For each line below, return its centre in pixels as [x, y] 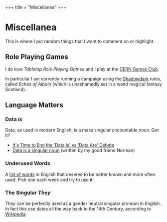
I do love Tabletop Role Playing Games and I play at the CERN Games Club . [82, 69]
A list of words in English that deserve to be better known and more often [80, 174]
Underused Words [28, 163]
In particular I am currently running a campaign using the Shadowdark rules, [83, 78]
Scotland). [16, 89]
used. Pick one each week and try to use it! [49, 179]
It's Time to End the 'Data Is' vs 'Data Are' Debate [63, 145]
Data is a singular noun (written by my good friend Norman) [74, 150]
